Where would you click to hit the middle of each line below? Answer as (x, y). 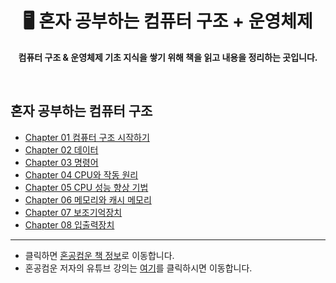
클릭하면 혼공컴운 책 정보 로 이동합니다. (99, 255)
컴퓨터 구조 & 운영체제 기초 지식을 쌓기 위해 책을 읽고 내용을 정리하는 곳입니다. (168, 57)
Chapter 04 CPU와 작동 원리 (81, 174)
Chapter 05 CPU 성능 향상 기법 (86, 187)
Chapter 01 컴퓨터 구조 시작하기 (87, 137)
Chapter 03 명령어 (61, 162)
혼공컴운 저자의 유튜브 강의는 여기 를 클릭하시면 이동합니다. (138, 268)
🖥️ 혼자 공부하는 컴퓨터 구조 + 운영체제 (168, 21)
